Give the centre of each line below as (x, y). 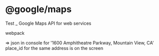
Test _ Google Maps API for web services (48, 23)
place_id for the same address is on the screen (54, 48)
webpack (15, 33)
